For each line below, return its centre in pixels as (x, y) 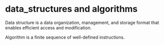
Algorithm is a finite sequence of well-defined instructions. (65, 37)
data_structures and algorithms (71, 9)
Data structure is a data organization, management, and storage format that (82, 22)
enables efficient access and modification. (48, 27)
